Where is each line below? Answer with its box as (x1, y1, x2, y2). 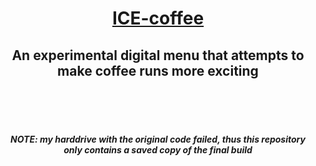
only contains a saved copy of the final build (63, 143, 253, 156)
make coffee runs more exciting (57, 62, 259, 79)
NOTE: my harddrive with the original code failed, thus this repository (10, 133, 306, 145)
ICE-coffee (111, 7, 205, 30)
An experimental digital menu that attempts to (11, 47, 305, 64)
